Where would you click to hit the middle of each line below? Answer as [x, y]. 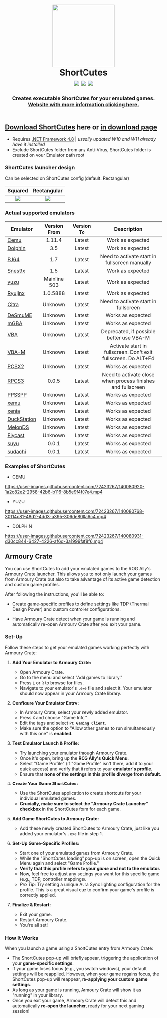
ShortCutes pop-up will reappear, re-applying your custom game [80, 979]
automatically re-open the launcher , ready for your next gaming [78, 1006]
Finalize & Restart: [32, 904]
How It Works [22, 938]
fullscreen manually [128, 262]
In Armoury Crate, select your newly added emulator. [74, 712]
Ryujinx [16, 293]
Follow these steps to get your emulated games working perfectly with [77, 647]
